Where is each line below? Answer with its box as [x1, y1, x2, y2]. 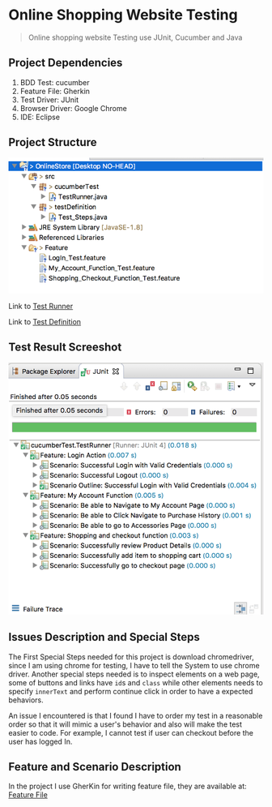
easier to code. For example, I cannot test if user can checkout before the [8, 728, 253, 737]
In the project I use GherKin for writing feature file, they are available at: [8, 781, 247, 792]
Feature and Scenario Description [8, 760, 182, 774]
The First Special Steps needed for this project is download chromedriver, [8, 651, 255, 662]
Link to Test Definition [8, 316, 82, 326]
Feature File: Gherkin [19, 86, 91, 96]
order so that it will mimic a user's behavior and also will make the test [8, 719, 243, 729]
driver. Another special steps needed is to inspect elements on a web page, [8, 669, 261, 679]
